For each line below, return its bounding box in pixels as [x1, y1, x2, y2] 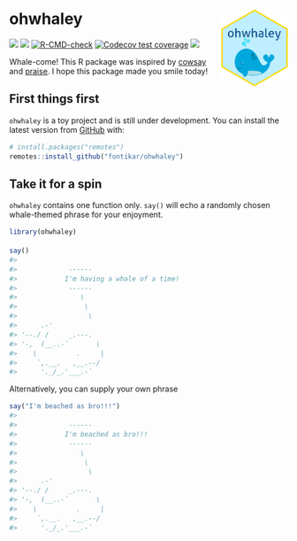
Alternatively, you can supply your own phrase [9, 383, 179, 394]
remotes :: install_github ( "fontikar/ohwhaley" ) [9, 151, 184, 161]
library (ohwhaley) [9, 228, 77, 236]
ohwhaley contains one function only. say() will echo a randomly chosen [9, 200, 271, 211]
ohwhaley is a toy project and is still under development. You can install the [9, 115, 280, 126]
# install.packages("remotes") [9, 143, 125, 151]
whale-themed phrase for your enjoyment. [9, 209, 164, 220]
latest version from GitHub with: [9, 124, 126, 135]
